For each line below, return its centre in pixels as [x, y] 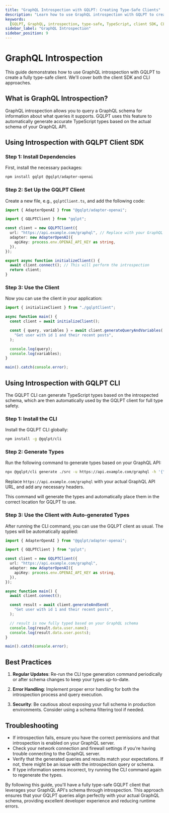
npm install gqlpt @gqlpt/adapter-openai [49, 177]
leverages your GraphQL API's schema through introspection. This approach [84, 790]
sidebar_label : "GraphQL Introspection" [48, 29]
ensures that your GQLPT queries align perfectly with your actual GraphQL [82, 795]
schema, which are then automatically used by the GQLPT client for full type [84, 400]
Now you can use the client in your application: [54, 298]
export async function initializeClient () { [53, 260]
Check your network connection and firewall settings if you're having [84, 748]
